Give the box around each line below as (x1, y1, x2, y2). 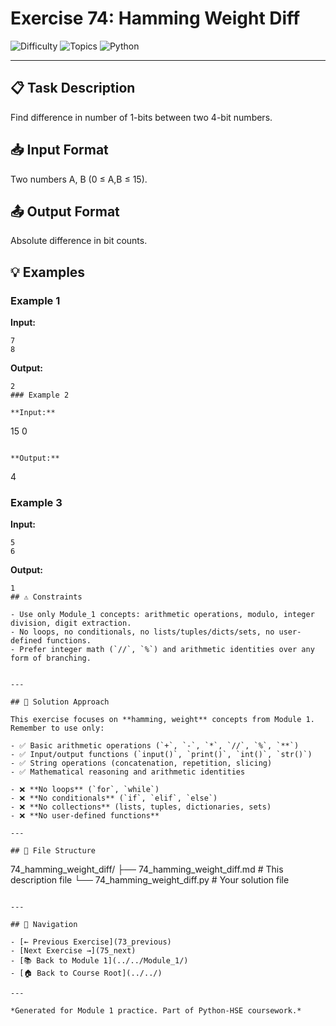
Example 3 (10, 495, 63, 509)
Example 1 (10, 293, 61, 307)
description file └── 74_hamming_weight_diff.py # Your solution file (10, 874, 290, 886)
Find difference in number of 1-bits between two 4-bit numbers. (10, 111, 273, 123)
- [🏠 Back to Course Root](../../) (10, 968, 163, 979)
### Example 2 (10, 390, 70, 401)
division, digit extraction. (10, 618, 132, 629)
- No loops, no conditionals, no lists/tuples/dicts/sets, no (10, 627, 275, 637)
